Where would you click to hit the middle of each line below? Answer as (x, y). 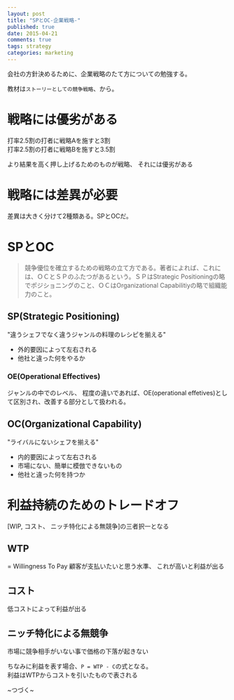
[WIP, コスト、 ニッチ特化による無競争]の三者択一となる (88, 526)
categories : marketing (40, 53)
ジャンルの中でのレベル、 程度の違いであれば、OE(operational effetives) (111, 392)
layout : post (26, 14)
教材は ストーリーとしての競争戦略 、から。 (63, 88)
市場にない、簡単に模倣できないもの (70, 465)
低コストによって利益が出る (47, 609)
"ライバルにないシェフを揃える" (53, 442)
